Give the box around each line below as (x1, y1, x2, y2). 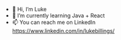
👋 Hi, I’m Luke (12, 6, 47, 13)
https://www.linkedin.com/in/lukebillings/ (12, 27, 115, 34)
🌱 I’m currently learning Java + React (12, 12, 105, 19)
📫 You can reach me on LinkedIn (12, 19, 96, 26)
